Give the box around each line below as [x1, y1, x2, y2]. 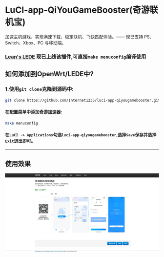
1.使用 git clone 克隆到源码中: [5, 86, 74, 93]
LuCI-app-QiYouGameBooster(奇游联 [5, 4, 159, 16]
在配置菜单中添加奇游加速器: [5, 109, 62, 115]
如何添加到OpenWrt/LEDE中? [5, 70, 94, 78]
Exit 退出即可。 [5, 138, 36, 144]
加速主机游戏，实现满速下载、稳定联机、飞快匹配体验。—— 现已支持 [5, 34, 143, 40]
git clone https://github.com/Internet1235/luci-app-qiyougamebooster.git [5, 98, 161, 103]
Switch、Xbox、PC [5, 40, 44, 45]
